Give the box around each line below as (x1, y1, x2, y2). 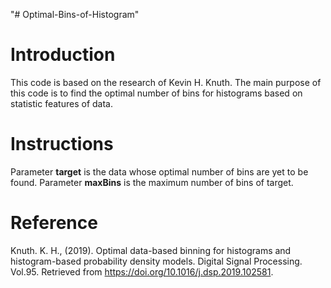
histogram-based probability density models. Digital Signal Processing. (10, 255, 303, 267)
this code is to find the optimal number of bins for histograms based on (10, 87, 303, 99)
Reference (10, 212, 98, 234)
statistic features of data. (10, 97, 113, 109)
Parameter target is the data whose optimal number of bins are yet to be (10, 165, 309, 178)
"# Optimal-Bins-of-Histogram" (10, 9, 140, 20)
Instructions (10, 133, 114, 156)
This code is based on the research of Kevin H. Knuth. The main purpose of (10, 76, 322, 88)
